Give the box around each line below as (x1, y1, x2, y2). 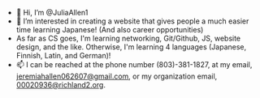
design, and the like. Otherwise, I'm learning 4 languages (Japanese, (15, 42, 247, 52)
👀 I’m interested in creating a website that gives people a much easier (15, 16, 249, 26)
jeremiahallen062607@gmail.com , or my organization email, (15, 71, 218, 81)
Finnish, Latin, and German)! (15, 51, 111, 60)
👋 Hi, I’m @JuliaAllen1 (15, 8, 89, 17)
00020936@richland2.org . (15, 80, 106, 89)
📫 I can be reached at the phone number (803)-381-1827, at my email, (15, 60, 253, 69)
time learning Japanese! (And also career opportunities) (15, 25, 204, 34)
